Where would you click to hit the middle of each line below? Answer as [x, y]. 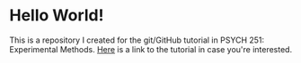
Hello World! [57, 16]
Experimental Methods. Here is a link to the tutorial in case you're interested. [151, 49]
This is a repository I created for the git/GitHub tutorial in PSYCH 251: [137, 40]
